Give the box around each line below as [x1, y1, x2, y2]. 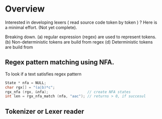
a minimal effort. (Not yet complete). [5, 24, 77, 30]
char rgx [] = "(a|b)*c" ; [5, 85, 55, 90]
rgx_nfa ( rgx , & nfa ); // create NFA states [5, 89, 131, 94]
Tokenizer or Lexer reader [5, 107, 85, 116]
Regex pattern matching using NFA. [5, 58, 115, 66]
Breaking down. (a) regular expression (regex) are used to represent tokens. [5, 34, 157, 40]
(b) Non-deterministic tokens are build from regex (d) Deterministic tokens [5, 39, 153, 45]
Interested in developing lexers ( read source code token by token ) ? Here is [5, 19, 157, 25]
